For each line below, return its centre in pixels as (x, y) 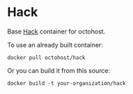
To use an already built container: (55, 45)
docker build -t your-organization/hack (67, 83)
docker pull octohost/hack (46, 57)
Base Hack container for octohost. (56, 31)
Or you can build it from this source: (59, 70)
